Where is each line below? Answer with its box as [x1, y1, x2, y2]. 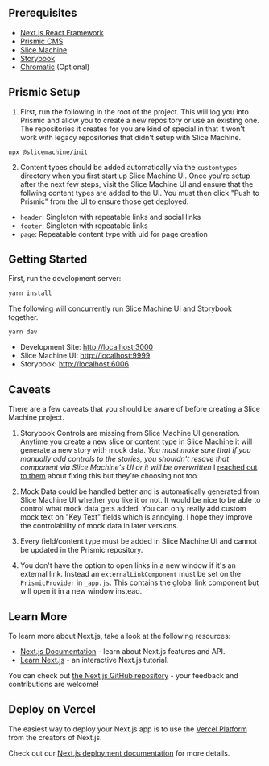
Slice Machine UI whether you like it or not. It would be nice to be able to [19, 495, 261, 505]
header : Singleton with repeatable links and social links [19, 212, 201, 222]
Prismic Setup [8, 85, 81, 99]
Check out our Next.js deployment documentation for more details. [8, 748, 230, 758]
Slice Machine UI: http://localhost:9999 [19, 350, 151, 361]
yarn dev [8, 328, 38, 337]
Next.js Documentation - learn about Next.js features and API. [19, 646, 226, 656]
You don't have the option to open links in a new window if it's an [19, 561, 236, 570]
